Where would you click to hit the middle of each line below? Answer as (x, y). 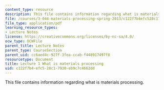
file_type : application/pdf (34, 23)
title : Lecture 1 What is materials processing (54, 64)
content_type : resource (29, 9)
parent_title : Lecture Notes (35, 46)
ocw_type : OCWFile (24, 41)
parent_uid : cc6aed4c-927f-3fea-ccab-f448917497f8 (58, 55)
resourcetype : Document (29, 59)
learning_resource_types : (31, 28)
